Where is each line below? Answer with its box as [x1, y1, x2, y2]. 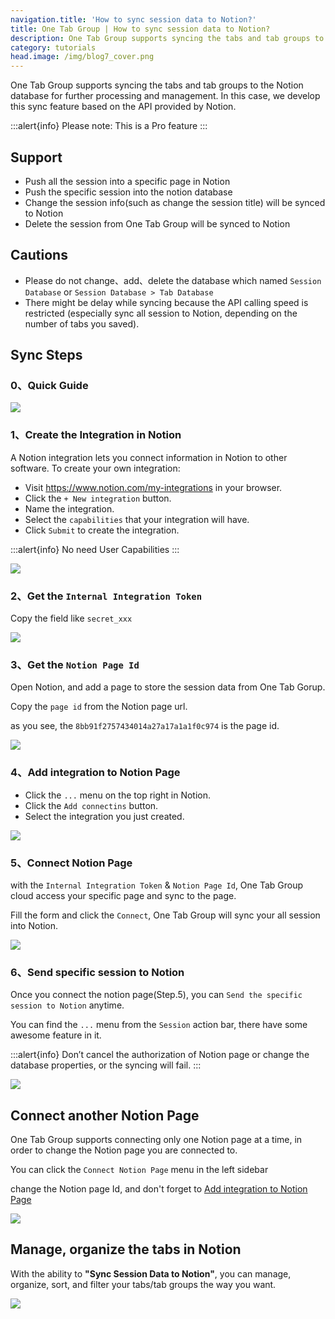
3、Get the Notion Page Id [10, 657, 140, 671]
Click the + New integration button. [24, 492, 172, 504]
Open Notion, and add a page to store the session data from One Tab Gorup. [10, 681, 326, 693]
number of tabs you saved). [24, 317, 140, 330]
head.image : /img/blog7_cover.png [10, 52, 155, 62]
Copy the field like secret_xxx [10, 612, 133, 625]
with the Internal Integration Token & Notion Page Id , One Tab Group [10, 879, 304, 891]
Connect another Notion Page [10, 1107, 200, 1124]
